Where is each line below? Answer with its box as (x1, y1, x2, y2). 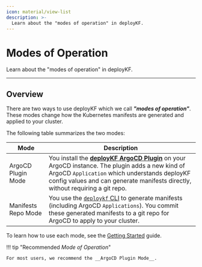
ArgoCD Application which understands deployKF (49, 169, 191, 178)
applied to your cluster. (6, 118, 63, 125)
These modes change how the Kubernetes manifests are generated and (6, 112, 185, 119)
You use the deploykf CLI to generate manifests (49, 194, 183, 203)
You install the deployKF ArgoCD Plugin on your (49, 154, 186, 163)
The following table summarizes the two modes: (6, 130, 125, 137)
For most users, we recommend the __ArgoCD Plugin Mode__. (6, 256, 158, 262)
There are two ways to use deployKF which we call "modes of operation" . (6, 105, 191, 112)
